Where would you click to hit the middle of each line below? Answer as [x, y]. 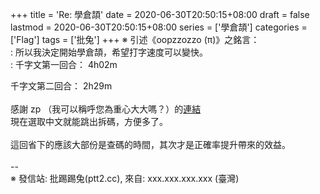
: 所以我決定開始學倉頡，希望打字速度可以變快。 [109, 52]
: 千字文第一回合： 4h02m [64, 64]
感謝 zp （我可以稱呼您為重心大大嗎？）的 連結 [106, 109]
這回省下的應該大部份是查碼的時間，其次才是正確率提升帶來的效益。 [150, 144]
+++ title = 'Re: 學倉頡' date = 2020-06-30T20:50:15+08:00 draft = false [160, 14]
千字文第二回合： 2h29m [61, 86]
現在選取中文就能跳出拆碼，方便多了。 [89, 121]
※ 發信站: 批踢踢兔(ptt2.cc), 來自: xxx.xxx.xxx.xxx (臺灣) [125, 178]
